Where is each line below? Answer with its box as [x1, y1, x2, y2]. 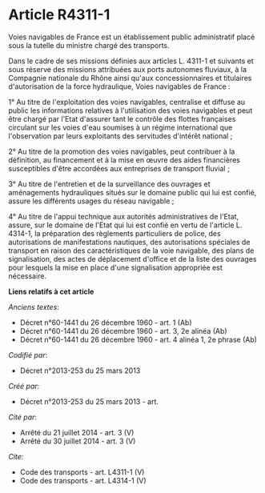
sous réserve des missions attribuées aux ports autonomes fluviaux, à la [8, 64, 247, 74]
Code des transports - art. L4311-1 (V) [19, 467, 145, 477]
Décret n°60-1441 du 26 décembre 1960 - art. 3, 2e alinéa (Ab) [19, 326, 227, 335]
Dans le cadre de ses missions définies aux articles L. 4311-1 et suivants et [8, 56, 254, 66]
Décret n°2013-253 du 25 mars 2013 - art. [19, 396, 159, 406]
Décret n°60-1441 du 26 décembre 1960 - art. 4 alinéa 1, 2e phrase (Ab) [19, 335, 258, 344]
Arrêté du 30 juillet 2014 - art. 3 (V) [19, 436, 136, 446]
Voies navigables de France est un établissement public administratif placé [8, 32, 255, 42]
